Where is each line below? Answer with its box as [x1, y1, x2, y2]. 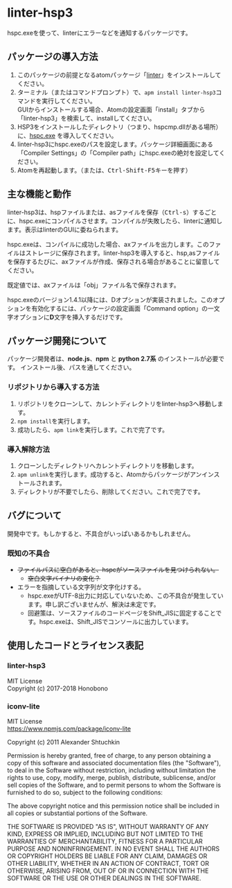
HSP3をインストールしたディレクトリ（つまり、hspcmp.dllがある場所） [17, 123, 222, 131]
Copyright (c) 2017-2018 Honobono [7, 684, 109, 693]
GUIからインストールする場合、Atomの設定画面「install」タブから [17, 105, 206, 114]
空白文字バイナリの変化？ [27, 574, 101, 583]
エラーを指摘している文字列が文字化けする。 [17, 583, 145, 591]
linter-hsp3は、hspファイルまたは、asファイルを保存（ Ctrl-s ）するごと [7, 208, 217, 216]
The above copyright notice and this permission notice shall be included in [7, 802, 220, 810]
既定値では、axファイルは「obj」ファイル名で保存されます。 [7, 281, 180, 289]
